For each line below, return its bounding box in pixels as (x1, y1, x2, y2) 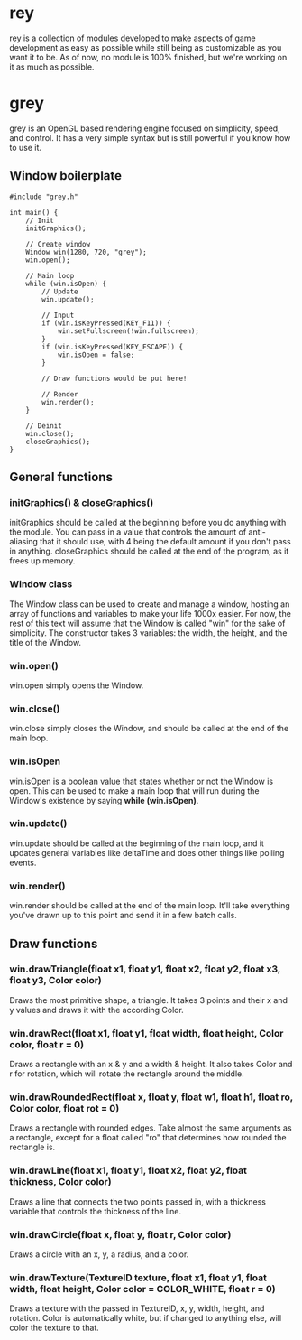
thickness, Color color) (9, 1176, 112, 1188)
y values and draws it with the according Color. (9, 1004, 185, 1015)
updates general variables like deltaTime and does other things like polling (9, 847, 285, 858)
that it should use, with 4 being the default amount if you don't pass (40, 536, 291, 547)
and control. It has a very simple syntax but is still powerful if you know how (9, 132, 291, 143)
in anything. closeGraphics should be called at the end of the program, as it (9, 545, 289, 557)
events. (9, 857, 37, 868)
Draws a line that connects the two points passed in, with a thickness (9, 1196, 266, 1207)
